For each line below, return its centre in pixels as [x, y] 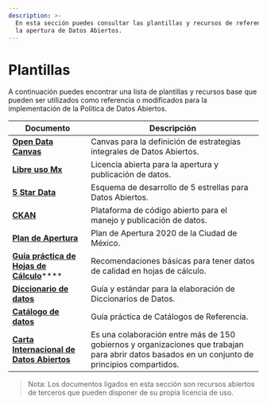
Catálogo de [36, 312]
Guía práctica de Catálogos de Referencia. [170, 317]
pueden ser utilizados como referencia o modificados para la [108, 100]
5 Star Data [34, 193]
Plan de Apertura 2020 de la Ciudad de [164, 233]
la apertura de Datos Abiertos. [69, 30]
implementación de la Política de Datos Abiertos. [88, 109]
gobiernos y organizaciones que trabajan [167, 345]
